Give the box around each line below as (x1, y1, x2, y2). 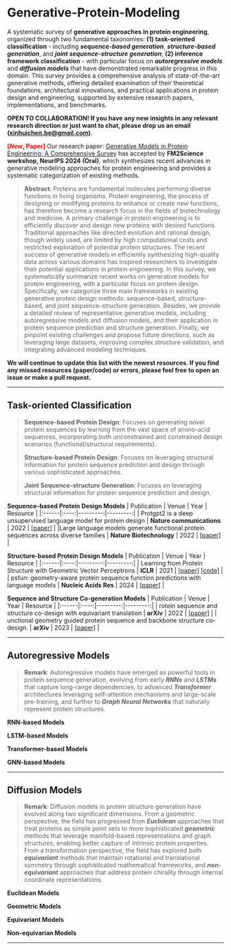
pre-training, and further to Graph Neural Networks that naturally (23, 697, 210, 706)
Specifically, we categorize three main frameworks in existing (23, 287, 199, 295)
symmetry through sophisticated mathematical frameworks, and (23, 861, 206, 870)
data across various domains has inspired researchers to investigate (23, 257, 218, 266)
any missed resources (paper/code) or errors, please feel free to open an (7, 366, 219, 374)
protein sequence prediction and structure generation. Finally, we (23, 323, 210, 332)
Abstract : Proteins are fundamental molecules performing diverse (23, 184, 211, 193)
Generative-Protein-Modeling (7, 5, 180, 21)
